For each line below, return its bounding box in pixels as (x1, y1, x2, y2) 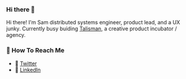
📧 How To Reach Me (6, 46, 65, 55)
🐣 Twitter (14, 59, 37, 67)
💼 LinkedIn (14, 66, 41, 73)
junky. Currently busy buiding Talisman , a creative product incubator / (6, 25, 177, 32)
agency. (6, 31, 26, 39)
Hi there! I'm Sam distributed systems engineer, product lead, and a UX (6, 19, 180, 26)
